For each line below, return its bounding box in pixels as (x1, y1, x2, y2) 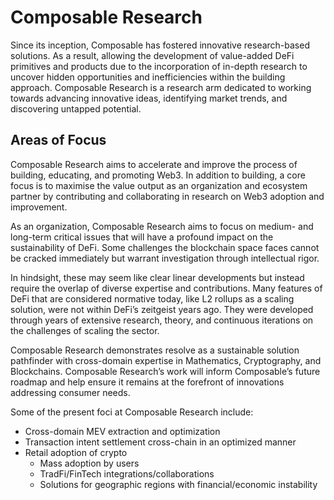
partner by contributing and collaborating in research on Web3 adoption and (10, 190, 325, 202)
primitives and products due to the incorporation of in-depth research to (10, 60, 308, 72)
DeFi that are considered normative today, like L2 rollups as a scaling (10, 292, 295, 305)
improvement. (10, 201, 68, 213)
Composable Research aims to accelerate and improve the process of (10, 158, 298, 170)
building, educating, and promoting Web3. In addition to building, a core (10, 169, 306, 181)
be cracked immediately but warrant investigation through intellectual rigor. (10, 252, 320, 264)
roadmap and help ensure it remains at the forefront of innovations (10, 376, 285, 388)
